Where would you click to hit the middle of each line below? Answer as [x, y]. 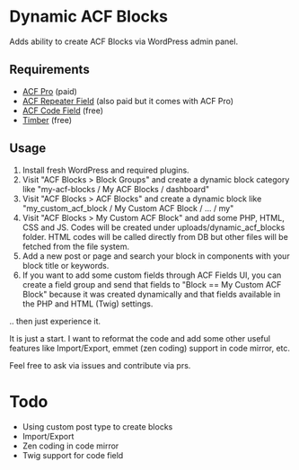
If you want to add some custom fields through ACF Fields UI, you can [152, 275]
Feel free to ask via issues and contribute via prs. [100, 365]
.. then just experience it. [55, 321]
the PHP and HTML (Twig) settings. [88, 304]
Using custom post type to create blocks [97, 426]
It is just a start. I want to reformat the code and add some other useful [140, 338]
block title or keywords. [66, 265]
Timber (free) [47, 120]
